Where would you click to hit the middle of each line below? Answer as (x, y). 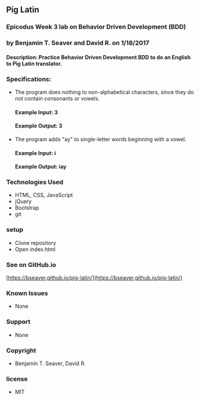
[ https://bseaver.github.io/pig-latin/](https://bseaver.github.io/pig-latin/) (94, 278)
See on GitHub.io (31, 265)
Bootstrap (27, 208)
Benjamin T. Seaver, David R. (50, 363)
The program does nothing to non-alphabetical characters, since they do (104, 92)
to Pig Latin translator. (34, 63)
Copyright (21, 350)
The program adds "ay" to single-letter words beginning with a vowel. (101, 139)
